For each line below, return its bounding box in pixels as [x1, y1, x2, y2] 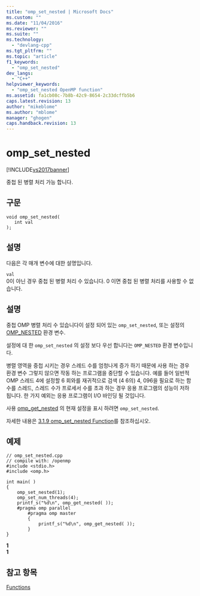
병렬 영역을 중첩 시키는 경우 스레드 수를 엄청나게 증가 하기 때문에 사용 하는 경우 [6, 361, 190, 369]
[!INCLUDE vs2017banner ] [6, 166, 70, 173]
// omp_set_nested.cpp [6, 453, 63, 459]
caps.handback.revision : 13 [6, 121, 77, 127]
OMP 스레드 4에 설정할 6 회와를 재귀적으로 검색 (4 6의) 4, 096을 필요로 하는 [6, 376, 186, 384]
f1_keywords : [6, 59, 39, 65]
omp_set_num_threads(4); [17, 495, 79, 501]
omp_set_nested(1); [17, 490, 66, 496]
